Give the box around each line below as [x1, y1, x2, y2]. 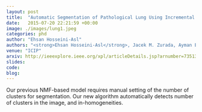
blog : [6, 70, 20, 76]
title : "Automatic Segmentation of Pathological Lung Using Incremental [6, 14, 195, 20]
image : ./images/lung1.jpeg [6, 25, 77, 32]
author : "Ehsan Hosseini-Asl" [6, 37, 82, 43]
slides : [6, 59, 26, 65]
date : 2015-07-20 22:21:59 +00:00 [6, 20, 98, 26]
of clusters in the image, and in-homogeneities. [6, 99, 123, 107]
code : [6, 64, 20, 71]
